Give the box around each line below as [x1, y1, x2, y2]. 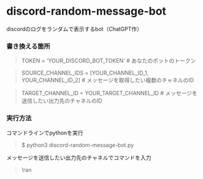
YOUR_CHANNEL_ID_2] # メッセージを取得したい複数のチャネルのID [21, 76, 194, 84]
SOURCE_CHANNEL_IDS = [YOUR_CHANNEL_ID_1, [21, 69, 149, 77]
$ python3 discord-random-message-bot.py [21, 141, 134, 148]
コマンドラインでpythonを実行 [6, 129, 83, 136]
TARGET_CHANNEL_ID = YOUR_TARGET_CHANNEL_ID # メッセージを [21, 90, 197, 97]
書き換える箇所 [6, 42, 51, 50]
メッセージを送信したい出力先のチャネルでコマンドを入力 [6, 154, 151, 161]
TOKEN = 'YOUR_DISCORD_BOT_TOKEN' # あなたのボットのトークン [21, 57, 196, 65]
